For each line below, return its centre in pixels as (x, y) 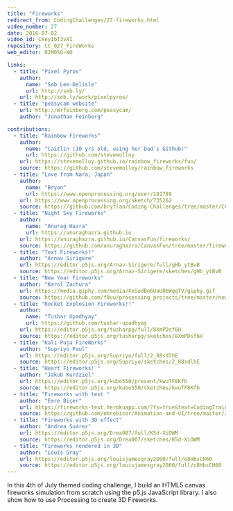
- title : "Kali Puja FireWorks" (60, 342)
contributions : (29, 129)
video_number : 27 (32, 26)
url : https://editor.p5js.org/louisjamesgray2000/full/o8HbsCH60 (116, 459)
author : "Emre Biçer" (51, 400)
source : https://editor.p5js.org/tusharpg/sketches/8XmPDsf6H (111, 336)
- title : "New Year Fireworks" (59, 278)
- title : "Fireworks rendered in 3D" (68, 446)
